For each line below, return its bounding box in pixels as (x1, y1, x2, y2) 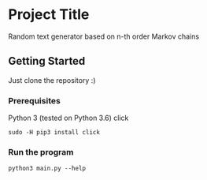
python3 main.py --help (8, 164, 87, 173)
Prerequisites (8, 95, 61, 106)
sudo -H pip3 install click (8, 129, 101, 137)
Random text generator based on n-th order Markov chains (8, 32, 199, 41)
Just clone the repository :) (8, 75, 96, 84)
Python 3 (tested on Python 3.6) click (8, 113, 129, 123)
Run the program (8, 146, 74, 157)
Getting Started (8, 54, 86, 68)
